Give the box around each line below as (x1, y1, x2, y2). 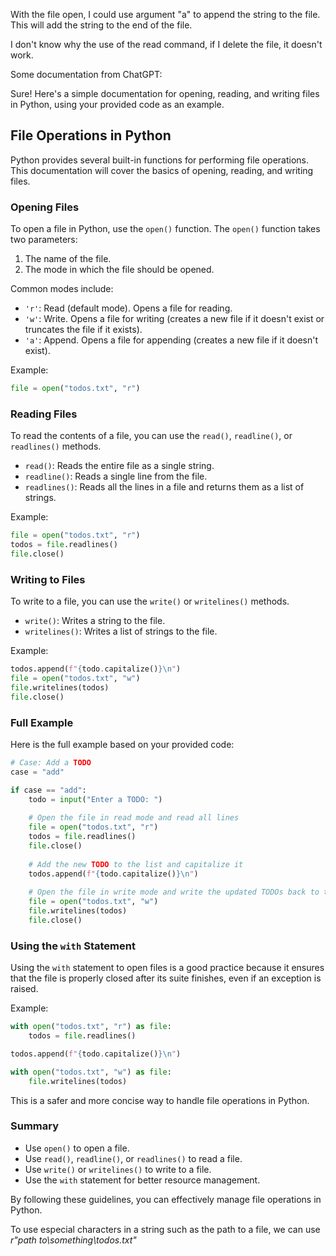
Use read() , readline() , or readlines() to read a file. (24, 1152, 243, 1164)
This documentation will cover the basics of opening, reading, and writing (10, 164, 314, 176)
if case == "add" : (10, 785, 87, 795)
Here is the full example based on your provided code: (10, 739, 235, 750)
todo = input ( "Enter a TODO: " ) (28, 794, 163, 804)
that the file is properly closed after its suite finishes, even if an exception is (10, 972, 322, 984)
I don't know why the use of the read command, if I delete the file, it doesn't (10, 39, 323, 50)
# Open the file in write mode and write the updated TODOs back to (28, 887, 320, 898)
